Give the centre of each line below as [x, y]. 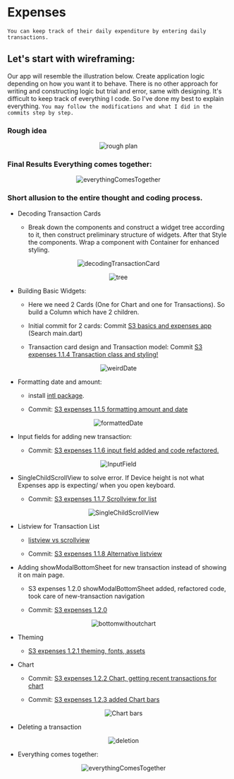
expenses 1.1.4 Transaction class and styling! [93, 354]
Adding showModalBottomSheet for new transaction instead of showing [122, 567]
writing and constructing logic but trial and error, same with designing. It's [115, 91]
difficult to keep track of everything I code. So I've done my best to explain [116, 98]
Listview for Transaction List [58, 526]
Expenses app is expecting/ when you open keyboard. [96, 485]
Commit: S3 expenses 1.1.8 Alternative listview [95, 553]
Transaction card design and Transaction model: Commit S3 [115, 346]
